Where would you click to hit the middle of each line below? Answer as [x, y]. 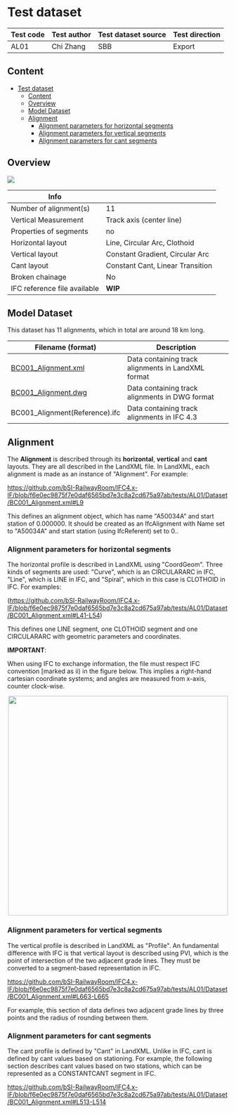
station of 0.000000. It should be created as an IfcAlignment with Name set [116, 523]
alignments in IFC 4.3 [163, 417]
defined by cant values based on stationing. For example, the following [110, 1059]
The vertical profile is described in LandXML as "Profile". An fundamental [113, 945]
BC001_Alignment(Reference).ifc [66, 413]
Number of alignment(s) [50, 208]
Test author [71, 34]
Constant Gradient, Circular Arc [157, 254]
